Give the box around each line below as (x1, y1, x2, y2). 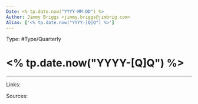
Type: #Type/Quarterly (6, 36, 62, 43)
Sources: (6, 92, 28, 100)
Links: (6, 81, 21, 88)
